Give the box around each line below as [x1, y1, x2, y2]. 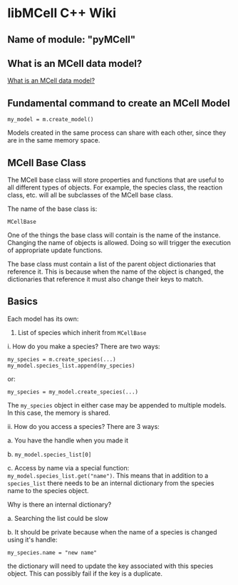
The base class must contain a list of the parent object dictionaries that [7, 260, 216, 269]
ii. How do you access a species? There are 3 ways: [7, 422, 160, 430]
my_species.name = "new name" [7, 549, 98, 556]
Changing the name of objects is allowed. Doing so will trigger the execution [7, 239, 232, 247]
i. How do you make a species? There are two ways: [7, 342, 160, 351]
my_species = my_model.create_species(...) [7, 388, 139, 395]
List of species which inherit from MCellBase [17, 328, 147, 336]
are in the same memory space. [7, 136, 100, 145]
